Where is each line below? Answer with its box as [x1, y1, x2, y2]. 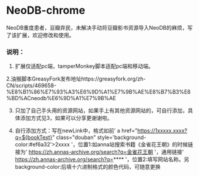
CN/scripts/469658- [6, 82, 57, 89]
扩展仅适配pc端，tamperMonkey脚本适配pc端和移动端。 [14, 63, 154, 70]
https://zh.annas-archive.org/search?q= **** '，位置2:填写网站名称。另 [14, 156, 189, 163]
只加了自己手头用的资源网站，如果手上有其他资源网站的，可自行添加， [14, 107, 188, 114]
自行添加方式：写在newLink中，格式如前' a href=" [14, 127, 138, 134]
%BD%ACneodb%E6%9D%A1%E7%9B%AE [6, 95, 117, 102]
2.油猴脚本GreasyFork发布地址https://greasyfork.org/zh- [6, 75, 146, 82]
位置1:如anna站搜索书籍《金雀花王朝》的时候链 [77, 141, 193, 148]
